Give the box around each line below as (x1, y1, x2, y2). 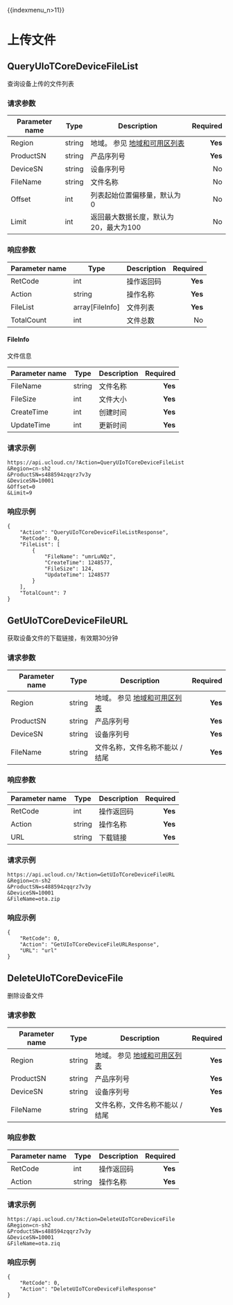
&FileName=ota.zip (7, 896, 60, 903)
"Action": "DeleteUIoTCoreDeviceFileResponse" (19, 1286, 157, 1293)
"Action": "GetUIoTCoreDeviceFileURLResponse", (19, 941, 159, 949)
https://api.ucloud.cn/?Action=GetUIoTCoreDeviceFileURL (7, 872, 175, 879)
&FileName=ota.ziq (7, 1241, 60, 1247)
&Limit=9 (7, 490, 33, 496)
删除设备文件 (7, 992, 44, 1000)
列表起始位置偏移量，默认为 (90, 191, 182, 200)
